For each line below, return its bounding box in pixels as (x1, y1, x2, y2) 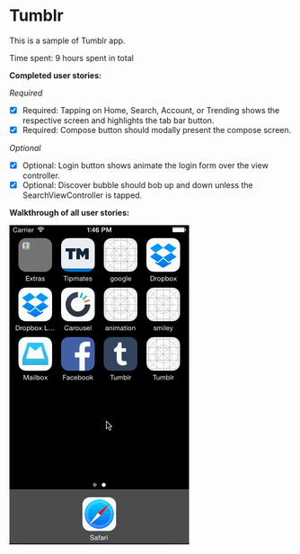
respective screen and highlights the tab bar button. (22, 115, 215, 126)
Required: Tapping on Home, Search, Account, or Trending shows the (22, 104, 280, 115)
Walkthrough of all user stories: (9, 208, 130, 219)
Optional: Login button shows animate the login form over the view (22, 160, 269, 171)
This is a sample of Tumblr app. (9, 35, 126, 46)
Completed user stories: (9, 69, 101, 81)
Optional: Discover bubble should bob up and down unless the (22, 180, 253, 191)
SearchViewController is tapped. (22, 190, 143, 201)
